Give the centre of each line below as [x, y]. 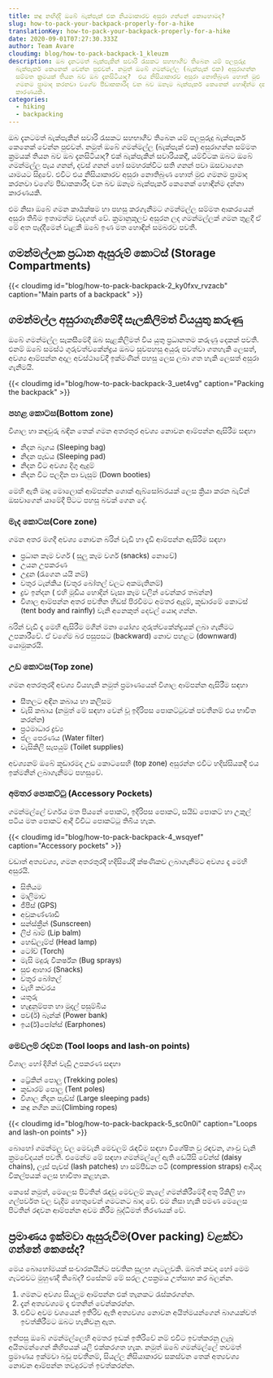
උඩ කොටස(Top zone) [51, 667]
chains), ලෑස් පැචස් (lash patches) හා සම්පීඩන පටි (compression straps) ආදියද [135, 1166]
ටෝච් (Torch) [42, 950]
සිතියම [31, 886]
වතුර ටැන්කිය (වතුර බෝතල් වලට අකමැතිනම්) [92, 583]
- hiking [30, 107]
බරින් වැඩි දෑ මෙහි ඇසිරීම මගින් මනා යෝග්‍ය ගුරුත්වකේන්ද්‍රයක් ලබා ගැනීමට [121, 627]
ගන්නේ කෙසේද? [47, 1249]
